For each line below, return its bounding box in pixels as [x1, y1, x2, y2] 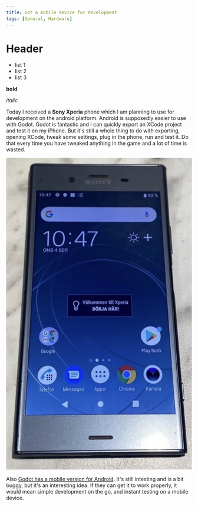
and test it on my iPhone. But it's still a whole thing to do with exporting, [6, 127, 180, 134]
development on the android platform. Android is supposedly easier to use [6, 115, 187, 122]
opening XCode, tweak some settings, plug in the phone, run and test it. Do [6, 134, 189, 141]
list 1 [14, 61, 26, 69]
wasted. [6, 146, 25, 153]
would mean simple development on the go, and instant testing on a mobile [6, 488, 189, 495]
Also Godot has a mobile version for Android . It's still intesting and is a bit [6, 475, 184, 482]
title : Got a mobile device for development [6, 9, 117, 15]
